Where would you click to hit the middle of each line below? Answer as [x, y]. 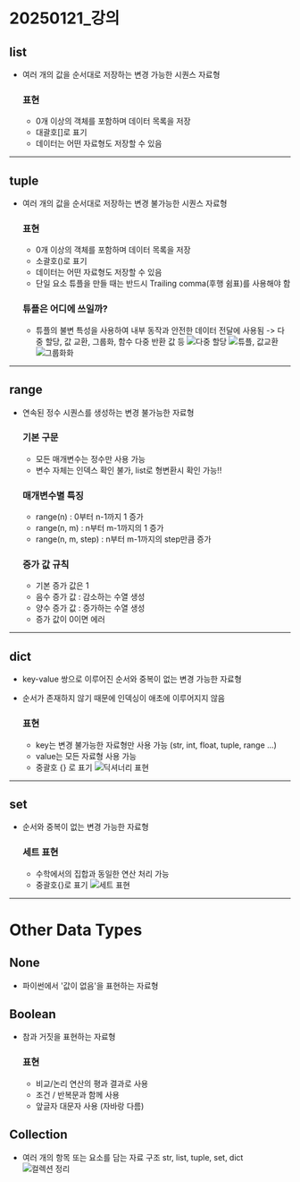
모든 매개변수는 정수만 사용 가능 [90, 458]
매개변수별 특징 [53, 495]
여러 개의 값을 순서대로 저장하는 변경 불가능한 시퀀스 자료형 [125, 203]
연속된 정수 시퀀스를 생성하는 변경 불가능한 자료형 [108, 412]
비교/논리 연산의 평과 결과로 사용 [92, 1083]
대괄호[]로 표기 [61, 133]
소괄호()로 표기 [61, 261]
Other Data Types [76, 930]
